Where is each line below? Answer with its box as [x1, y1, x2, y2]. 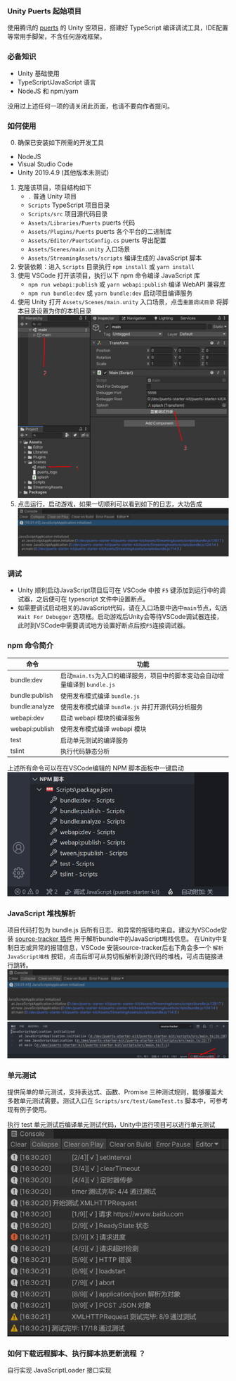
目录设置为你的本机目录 [23, 306, 92, 315]
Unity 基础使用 [17, 69, 60, 77]
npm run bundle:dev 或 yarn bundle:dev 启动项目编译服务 [27, 289, 193, 297]
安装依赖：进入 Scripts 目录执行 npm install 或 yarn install [17, 262, 195, 270]
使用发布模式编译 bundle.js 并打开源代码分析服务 [60, 702, 203, 711]
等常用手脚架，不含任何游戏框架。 [7, 32, 106, 41]
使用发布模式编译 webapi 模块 [60, 725, 147, 733]
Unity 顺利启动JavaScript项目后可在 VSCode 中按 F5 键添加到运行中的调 [17, 586, 226, 594]
